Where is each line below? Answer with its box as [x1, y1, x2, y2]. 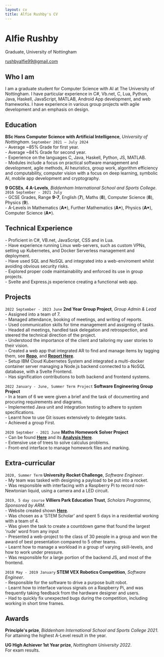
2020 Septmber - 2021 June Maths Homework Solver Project [5, 429, 129, 435]
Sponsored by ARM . [5, 502, 46, 508]
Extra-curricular [5, 459, 55, 467]
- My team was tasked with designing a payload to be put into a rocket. [5, 477, 148, 483]
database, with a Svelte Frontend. [5, 368, 73, 374]
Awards [5, 614, 29, 623]
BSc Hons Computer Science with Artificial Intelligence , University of [5, 134, 148, 140]
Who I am [5, 73, 34, 81]
